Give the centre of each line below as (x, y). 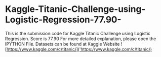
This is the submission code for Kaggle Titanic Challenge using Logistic (78, 33)
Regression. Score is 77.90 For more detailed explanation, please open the (81, 39)
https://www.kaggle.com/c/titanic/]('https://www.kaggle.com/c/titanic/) (79, 49)
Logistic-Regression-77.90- (63, 20)
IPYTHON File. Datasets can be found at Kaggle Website (62, 44)
